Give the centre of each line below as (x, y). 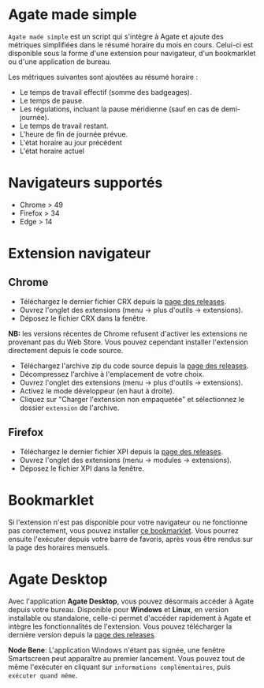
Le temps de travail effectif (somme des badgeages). (106, 92)
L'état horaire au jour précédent (71, 142)
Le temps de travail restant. (64, 126)
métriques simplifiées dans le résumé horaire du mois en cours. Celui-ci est (131, 44)
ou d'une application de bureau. (60, 62)
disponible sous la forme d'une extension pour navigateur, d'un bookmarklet (132, 53)
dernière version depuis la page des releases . (82, 634)
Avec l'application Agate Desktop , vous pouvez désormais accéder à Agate (131, 601)
